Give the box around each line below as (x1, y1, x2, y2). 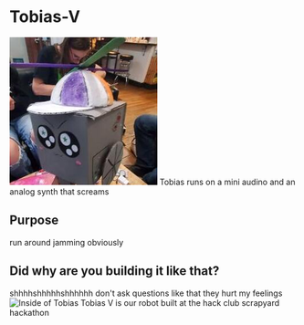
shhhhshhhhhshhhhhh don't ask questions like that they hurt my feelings (9, 288, 283, 299)
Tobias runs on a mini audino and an (159, 176, 296, 187)
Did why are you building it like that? (9, 263, 220, 279)
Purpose (9, 213, 59, 228)
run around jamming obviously (9, 236, 124, 247)
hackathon (9, 307, 50, 318)
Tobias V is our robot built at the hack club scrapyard (80, 297, 280, 308)
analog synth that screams (9, 185, 110, 197)
